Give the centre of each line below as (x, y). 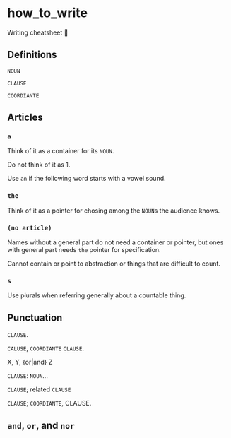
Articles (25, 118)
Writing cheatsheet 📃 (38, 32)
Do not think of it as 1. (39, 165)
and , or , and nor (41, 425)
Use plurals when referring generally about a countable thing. (97, 295)
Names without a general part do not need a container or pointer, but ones (115, 242)
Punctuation (35, 318)
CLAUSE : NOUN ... (28, 376)
